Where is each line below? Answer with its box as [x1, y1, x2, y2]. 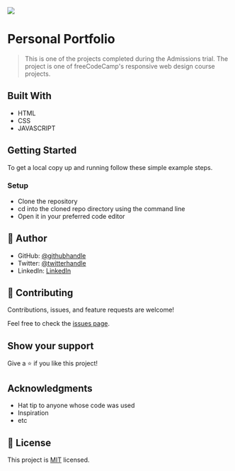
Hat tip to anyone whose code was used [17, 401, 135, 410]
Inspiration [17, 409, 49, 417]
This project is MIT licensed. [7, 455, 90, 464]
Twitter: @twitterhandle [17, 259, 86, 267]
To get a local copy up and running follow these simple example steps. [7, 163, 213, 171]
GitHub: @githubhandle [17, 251, 86, 260]
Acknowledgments [7, 382, 93, 395]
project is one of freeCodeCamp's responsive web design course [24, 62, 215, 70]
